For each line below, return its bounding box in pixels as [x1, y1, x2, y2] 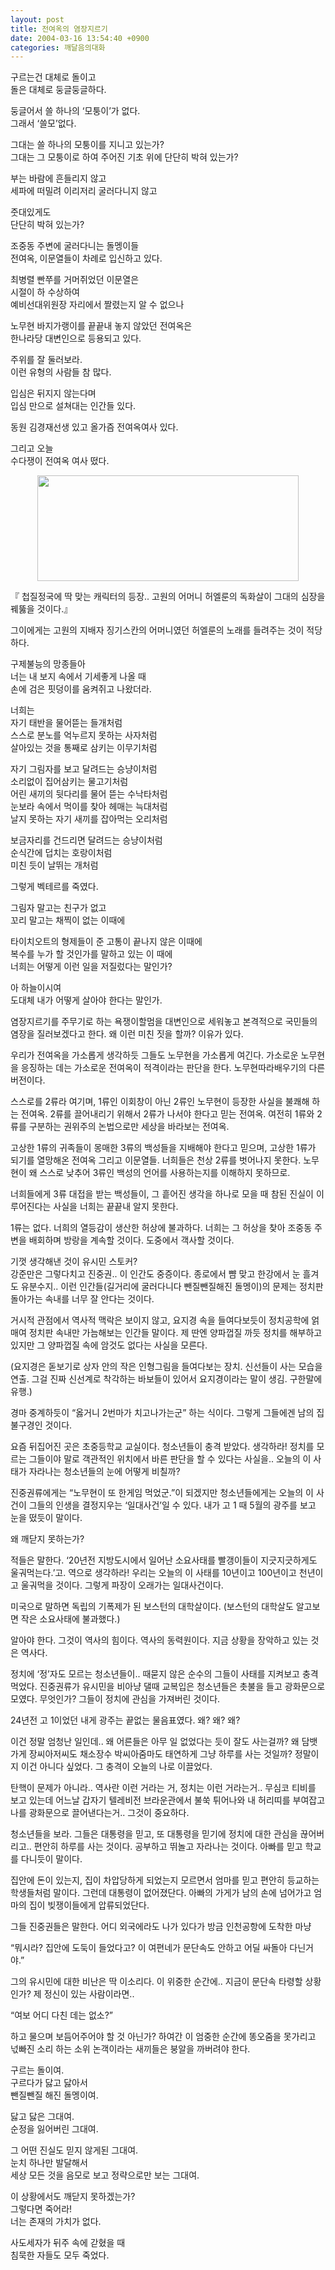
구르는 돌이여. [10, 2064, 65, 2076]
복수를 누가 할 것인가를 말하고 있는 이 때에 [10, 948, 173, 960]
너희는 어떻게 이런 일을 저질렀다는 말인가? [10, 961, 173, 973]
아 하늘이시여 [10, 982, 62, 994]
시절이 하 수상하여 [10, 286, 80, 298]
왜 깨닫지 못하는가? [10, 1533, 85, 1545]
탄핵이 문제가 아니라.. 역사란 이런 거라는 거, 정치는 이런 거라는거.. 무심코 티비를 [10, 1782, 317, 1794]
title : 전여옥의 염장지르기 [10, 24, 108, 34]
